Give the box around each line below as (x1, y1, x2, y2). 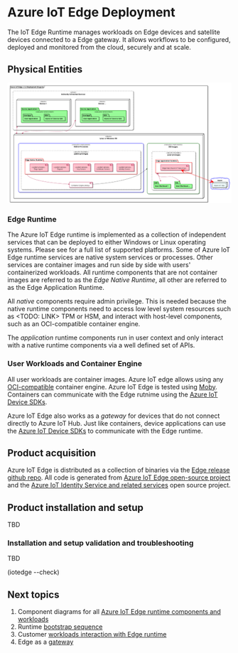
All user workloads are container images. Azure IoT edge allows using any (7, 374, 224, 384)
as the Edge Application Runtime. (7, 284, 104, 292)
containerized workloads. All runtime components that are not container (7, 268, 218, 277)
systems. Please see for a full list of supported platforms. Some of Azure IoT (7, 246, 231, 254)
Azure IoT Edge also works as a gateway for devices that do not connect (7, 411, 220, 420)
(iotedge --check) (7, 568, 60, 576)
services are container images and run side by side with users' (7, 261, 191, 269)
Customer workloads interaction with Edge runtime (17, 630, 167, 639)
